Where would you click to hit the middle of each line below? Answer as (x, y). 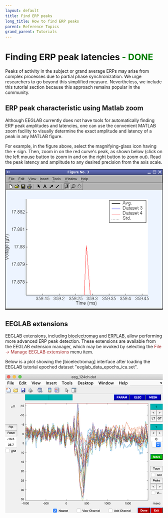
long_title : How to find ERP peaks (42, 21)
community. (17, 92)
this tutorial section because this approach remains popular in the (73, 87)
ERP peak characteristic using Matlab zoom (74, 108)
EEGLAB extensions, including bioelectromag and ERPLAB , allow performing (84, 336)
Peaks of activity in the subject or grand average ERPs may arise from (77, 71)
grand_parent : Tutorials (31, 32)
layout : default (22, 11)
